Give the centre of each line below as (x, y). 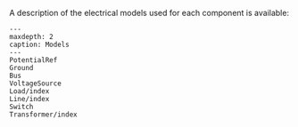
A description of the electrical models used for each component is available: (149, 13)
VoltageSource (36, 83)
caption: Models (39, 44)
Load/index (29, 91)
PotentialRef (33, 60)
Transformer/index (43, 115)
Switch (21, 107)
